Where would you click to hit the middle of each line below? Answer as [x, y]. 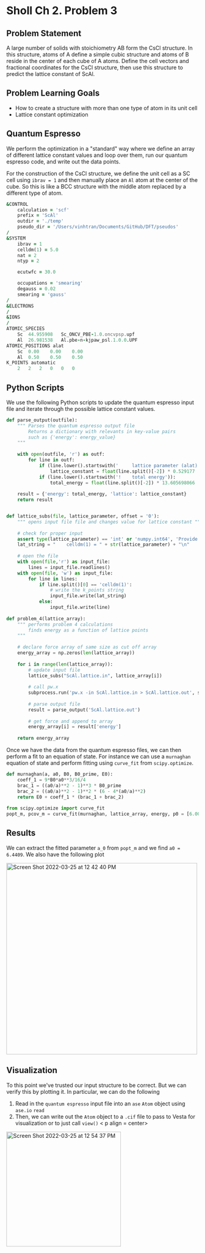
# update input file [54, 670]
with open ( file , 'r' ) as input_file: [64, 562]
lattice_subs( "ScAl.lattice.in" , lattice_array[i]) [95, 675]
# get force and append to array [71, 721]
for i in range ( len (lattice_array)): [65, 664]
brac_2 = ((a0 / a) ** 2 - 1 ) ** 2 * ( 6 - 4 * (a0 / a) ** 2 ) [82, 791]
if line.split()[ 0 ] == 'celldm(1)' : [85, 585]
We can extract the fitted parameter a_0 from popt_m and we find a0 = [93, 848]
